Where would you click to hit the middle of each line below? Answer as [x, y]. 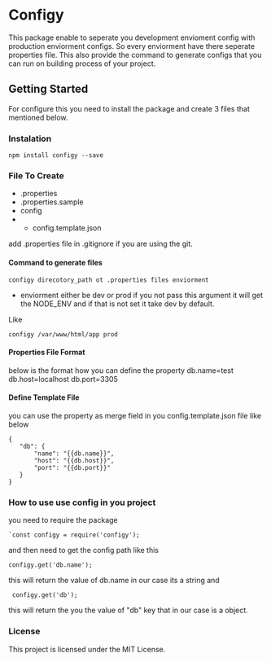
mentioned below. [38, 117]
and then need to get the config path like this [83, 550]
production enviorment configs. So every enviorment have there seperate [131, 46]
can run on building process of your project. [82, 64]
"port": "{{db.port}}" [72, 467]
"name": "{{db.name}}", [74, 454]
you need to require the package [63, 520]
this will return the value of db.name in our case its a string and [114, 581]
